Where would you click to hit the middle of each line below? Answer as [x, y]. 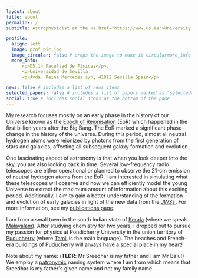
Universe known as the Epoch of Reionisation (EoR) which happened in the [97, 121]
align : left [26, 44]
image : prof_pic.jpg [37, 50]
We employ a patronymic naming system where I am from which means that [98, 262]
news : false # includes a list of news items [63, 88]
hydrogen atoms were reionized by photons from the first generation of [93, 140]
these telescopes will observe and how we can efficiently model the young [97, 183]
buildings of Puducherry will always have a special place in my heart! [99, 244]
